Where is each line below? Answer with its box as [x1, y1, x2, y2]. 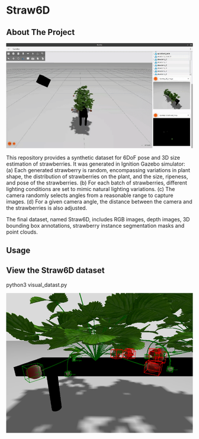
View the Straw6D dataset [6, 266, 105, 276]
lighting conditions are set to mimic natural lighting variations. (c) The [6, 185, 175, 192]
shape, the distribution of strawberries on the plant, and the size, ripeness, [6, 173, 188, 180]
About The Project [6, 27, 75, 37]
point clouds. [6, 228, 38, 235]
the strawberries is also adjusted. [6, 204, 88, 211]
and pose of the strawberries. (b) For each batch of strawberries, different [6, 179, 188, 186]
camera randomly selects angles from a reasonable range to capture [6, 192, 174, 199]
